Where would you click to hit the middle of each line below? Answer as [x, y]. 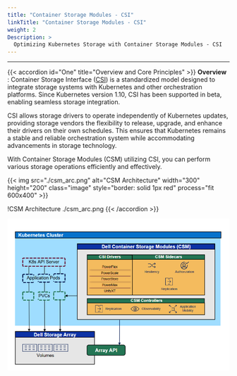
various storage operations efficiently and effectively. [85, 167]
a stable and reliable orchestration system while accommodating [101, 138]
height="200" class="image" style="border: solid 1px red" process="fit [111, 188]
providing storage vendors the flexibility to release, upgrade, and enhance [115, 123]
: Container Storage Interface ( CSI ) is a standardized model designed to [111, 80]
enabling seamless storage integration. [64, 102]
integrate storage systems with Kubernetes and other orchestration [105, 87]
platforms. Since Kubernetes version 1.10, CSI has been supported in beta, [115, 94]
